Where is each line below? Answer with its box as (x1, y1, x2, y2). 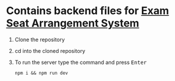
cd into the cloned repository (14, 47, 86, 54)
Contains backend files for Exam (6, 4, 170, 18)
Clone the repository (14, 36, 65, 43)
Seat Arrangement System (6, 16, 140, 30)
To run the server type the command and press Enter (14, 59, 147, 66)
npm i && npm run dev (14, 70, 68, 76)
